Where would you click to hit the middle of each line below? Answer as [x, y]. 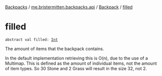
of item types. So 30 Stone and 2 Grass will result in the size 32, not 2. [76, 68]
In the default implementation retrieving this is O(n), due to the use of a [77, 58]
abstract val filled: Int [31, 39]
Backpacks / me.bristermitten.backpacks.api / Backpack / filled [69, 7]
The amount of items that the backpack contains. [55, 49]
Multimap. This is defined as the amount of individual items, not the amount [81, 63]
